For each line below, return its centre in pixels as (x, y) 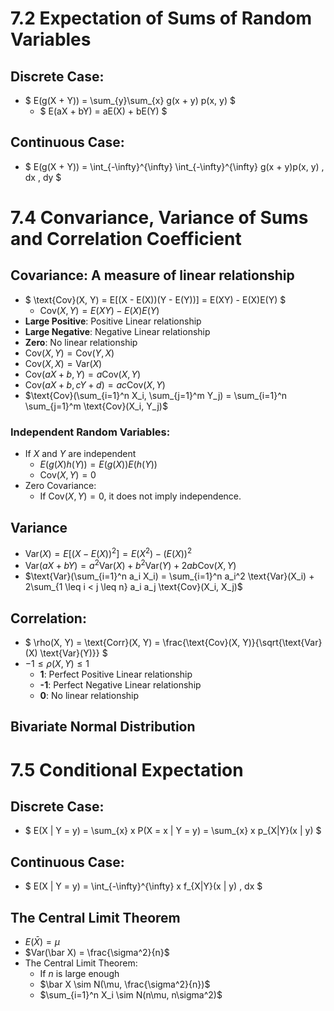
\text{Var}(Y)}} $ (73, 653)
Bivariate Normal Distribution (103, 727)
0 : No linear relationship (89, 696)
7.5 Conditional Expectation (127, 769)
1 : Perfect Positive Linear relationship (116, 674)
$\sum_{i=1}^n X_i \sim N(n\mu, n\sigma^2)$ (131, 995)
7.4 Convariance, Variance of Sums (159, 218)
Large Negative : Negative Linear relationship (117, 331)
